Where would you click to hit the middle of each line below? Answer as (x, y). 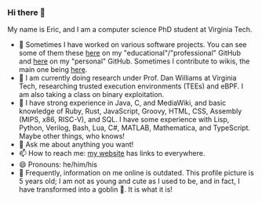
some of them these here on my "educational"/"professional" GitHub (129, 53)
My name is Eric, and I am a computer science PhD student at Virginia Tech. (130, 30)
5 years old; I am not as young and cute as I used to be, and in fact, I (129, 181)
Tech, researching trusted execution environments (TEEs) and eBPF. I (131, 86)
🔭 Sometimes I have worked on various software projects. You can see (133, 45)
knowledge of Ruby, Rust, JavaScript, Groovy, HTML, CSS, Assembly (130, 111)
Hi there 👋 (27, 13)
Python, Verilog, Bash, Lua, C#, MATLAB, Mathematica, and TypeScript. (135, 128)
